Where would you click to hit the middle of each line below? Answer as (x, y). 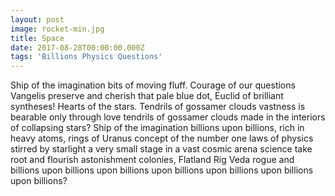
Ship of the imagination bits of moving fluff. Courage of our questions (153, 85)
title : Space (37, 38)
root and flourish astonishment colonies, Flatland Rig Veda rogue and (152, 160)
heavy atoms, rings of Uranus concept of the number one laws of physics (162, 138)
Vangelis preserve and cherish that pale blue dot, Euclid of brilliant (147, 96)
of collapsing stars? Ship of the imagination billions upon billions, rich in (157, 128)
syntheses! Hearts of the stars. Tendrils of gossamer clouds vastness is (158, 107)
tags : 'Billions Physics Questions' (86, 57)
